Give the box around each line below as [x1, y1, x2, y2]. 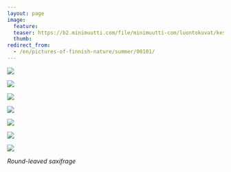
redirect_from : [7, 42, 51, 49]
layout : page [7, 10, 45, 17]
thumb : [13, 36, 32, 42]
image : [7, 16, 26, 23]
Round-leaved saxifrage [7, 157, 76, 165]
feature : [13, 23, 38, 29]
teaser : [13, 29, 36, 36]
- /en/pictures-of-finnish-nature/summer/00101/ [13, 49, 155, 56]
